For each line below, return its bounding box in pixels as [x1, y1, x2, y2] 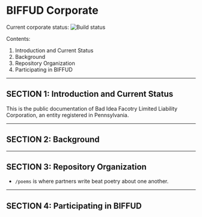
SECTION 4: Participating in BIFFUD [6, 201, 142, 211]
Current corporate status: [6, 23, 69, 31]
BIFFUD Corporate [6, 4, 99, 17]
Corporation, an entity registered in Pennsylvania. [6, 111, 129, 118]
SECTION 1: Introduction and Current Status [6, 89, 174, 99]
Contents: [6, 35, 31, 42]
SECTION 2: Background [6, 135, 100, 145]
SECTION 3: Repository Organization [6, 162, 147, 172]
